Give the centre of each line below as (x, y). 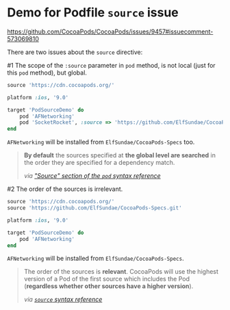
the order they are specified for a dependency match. (99, 163)
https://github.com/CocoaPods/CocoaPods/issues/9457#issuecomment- (110, 31)
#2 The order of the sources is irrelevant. (65, 189)
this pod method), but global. (47, 73)
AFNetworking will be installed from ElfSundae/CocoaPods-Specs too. (101, 142)
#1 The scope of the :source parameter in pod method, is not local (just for (111, 65)
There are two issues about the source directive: (75, 52)
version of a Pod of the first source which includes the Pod (107, 279)
